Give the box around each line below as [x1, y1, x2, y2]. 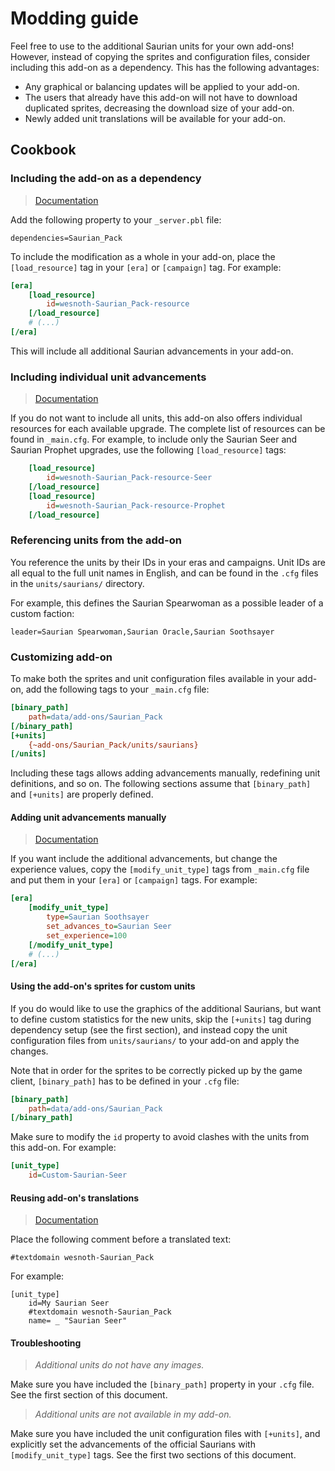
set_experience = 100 [46, 930, 128, 941]
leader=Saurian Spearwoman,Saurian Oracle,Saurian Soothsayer [10, 627, 275, 637]
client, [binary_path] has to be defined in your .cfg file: [10, 1075, 240, 1087]
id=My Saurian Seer [28, 1298, 110, 1309]
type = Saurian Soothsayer [46, 912, 150, 922]
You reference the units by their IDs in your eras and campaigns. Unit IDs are [10, 556, 326, 568]
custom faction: [10, 607, 75, 619]
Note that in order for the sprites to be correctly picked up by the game [10, 1064, 303, 1076]
